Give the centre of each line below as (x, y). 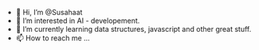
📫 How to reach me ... (53, 38)
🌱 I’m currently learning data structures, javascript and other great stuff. (133, 29)
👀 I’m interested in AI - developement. (78, 21)
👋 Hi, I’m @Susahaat (49, 12)
